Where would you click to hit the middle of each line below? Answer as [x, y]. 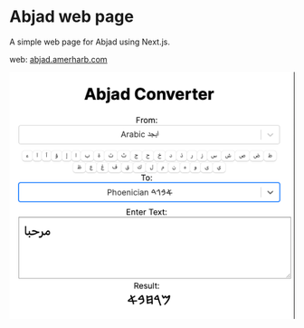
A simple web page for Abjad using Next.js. [90, 42]
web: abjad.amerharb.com [58, 59]
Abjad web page [71, 17]
